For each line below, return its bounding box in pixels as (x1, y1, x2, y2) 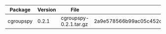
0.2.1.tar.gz (61, 21, 88, 28)
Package (9, 6, 31, 13)
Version (37, 6, 56, 13)
